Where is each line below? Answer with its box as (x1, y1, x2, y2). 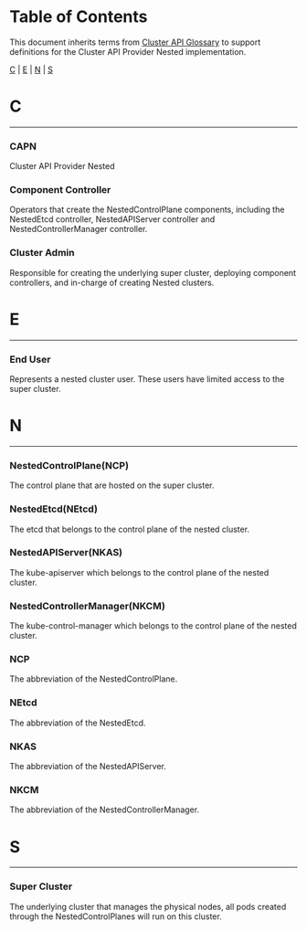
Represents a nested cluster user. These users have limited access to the (9, 374, 285, 385)
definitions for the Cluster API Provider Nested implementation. (9, 46, 247, 57)
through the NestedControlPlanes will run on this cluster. (9, 911, 222, 922)
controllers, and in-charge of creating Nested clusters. (9, 277, 215, 288)
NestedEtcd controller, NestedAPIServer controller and (9, 214, 216, 225)
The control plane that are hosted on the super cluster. (9, 480, 215, 491)
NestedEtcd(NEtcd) (9, 503, 99, 515)
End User (9, 353, 51, 365)
